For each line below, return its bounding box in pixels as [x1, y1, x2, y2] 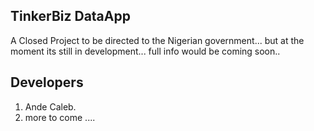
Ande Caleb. [24, 100, 77, 113]
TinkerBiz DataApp [10, 8, 131, 25]
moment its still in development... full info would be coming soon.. [10, 45, 281, 57]
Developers [10, 74, 84, 91]
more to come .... [24, 111, 96, 123]
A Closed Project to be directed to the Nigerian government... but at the [10, 34, 305, 46]
